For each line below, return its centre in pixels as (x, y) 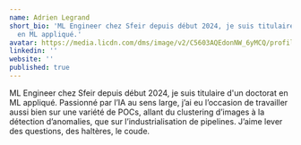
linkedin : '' (34, 51)
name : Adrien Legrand (50, 17)
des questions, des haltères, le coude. (80, 131)
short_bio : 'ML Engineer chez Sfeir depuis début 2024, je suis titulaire (152, 26)
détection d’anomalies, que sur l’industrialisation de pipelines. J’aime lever (146, 121)
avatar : (24, 43)
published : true (39, 68)
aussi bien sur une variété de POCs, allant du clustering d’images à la (137, 112)
